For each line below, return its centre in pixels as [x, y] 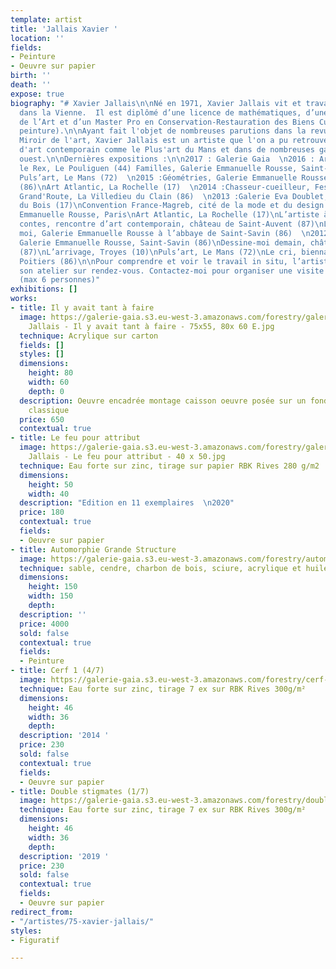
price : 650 [42, 419]
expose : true [37, 94]
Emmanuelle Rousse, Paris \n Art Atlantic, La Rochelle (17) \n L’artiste [169, 215]
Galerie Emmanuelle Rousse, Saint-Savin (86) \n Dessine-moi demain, [163, 242]
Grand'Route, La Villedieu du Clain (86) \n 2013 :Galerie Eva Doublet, [174, 196]
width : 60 [49, 382]
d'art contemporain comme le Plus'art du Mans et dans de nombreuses [167, 150]
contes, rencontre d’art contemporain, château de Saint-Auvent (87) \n [172, 224]
